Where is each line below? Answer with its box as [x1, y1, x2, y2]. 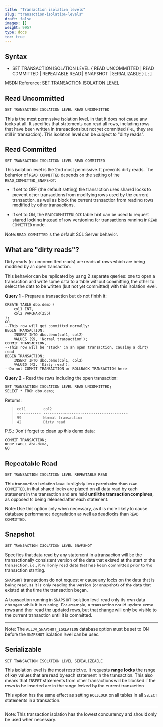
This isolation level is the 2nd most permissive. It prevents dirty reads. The [5, 167, 154, 173]
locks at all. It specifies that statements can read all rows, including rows [5, 121, 150, 127]
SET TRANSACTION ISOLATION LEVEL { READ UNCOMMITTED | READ [12, 65, 154, 71]
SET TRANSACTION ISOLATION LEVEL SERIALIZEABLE [5, 658, 103, 664]
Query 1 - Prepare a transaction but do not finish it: [5, 293, 107, 299]
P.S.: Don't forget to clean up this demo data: [5, 428, 95, 434]
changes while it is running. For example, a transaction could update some [5, 602, 154, 607]
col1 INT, [14, 307, 34, 312]
